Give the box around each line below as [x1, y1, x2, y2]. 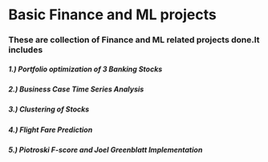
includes [8, 44, 43, 55]
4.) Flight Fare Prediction [8, 124, 93, 134]
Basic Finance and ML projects [8, 6, 217, 24]
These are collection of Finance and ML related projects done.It [8, 34, 260, 46]
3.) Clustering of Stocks [8, 104, 90, 114]
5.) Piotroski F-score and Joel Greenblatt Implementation [8, 145, 203, 155]
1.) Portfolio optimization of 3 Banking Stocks [8, 64, 163, 74]
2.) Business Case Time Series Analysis [8, 84, 144, 94]
